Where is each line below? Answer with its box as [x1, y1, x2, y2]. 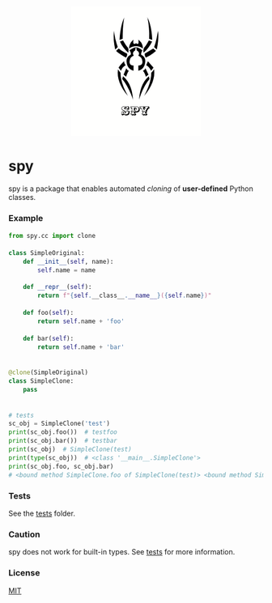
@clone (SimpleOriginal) [8, 368, 89, 377]
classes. [8, 192, 36, 202]
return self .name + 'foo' [37, 317, 125, 325]
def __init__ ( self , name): [23, 257, 114, 265]
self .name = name [37, 265, 96, 274]
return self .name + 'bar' [37, 342, 125, 351]
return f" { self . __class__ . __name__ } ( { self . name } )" [37, 291, 212, 300]
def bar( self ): [23, 334, 74, 342]
